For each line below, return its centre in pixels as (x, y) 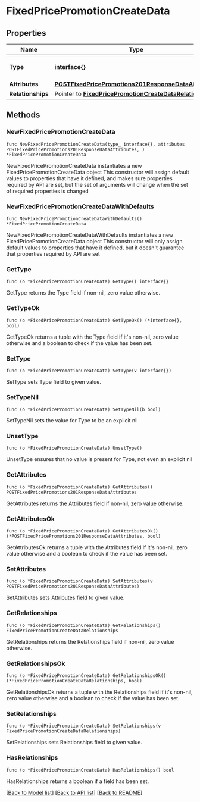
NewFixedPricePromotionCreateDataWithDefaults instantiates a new (90, 235)
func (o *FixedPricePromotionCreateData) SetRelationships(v (84, 726)
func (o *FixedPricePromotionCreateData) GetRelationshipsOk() (86, 676)
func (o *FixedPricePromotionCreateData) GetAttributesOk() (82, 531)
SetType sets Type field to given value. (54, 381)
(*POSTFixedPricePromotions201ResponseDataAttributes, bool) (84, 537)
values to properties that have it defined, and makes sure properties (89, 178)
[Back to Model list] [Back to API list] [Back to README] (74, 792)
